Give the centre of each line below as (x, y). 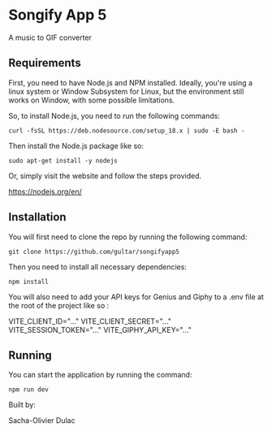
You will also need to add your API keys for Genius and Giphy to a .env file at (136, 297)
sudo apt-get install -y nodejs (63, 160)
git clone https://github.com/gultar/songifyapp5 (94, 251)
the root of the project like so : (59, 305)
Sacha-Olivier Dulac (42, 421)
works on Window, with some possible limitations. (92, 100)
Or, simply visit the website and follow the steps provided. (105, 176)
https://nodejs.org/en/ (45, 191)
